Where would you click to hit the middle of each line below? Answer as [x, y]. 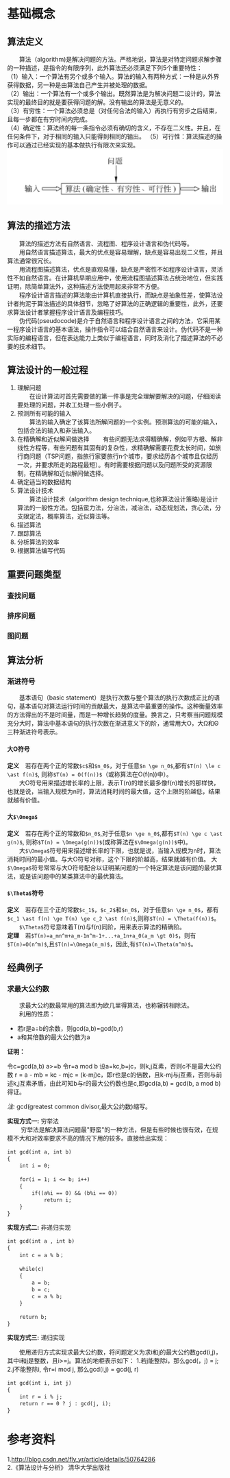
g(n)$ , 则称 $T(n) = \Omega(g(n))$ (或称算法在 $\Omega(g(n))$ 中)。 [99, 842]
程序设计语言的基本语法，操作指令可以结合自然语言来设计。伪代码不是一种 [118, 329]
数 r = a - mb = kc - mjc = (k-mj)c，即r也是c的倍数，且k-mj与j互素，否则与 [112, 1075]
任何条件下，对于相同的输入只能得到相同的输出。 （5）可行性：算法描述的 [112, 136]
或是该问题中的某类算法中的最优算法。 [73, 876]
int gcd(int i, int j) [39, 1383]
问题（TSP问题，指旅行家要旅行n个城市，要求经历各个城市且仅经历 [124, 456]
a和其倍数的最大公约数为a [53, 1037]
